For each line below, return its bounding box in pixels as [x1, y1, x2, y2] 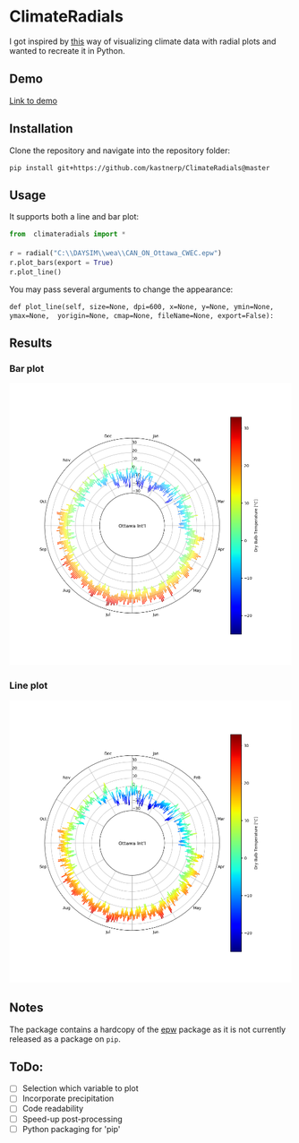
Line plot [9, 679, 48, 692]
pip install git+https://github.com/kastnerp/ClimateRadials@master [9, 163, 270, 172]
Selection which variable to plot [21, 1083, 139, 1094]
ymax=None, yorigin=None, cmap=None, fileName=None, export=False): [9, 311, 275, 320]
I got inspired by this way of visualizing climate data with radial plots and [9, 36, 277, 47]
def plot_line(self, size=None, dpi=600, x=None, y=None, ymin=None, [9, 302, 275, 311]
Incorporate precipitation [21, 1093, 115, 1104]
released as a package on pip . [9, 1033, 121, 1044]
